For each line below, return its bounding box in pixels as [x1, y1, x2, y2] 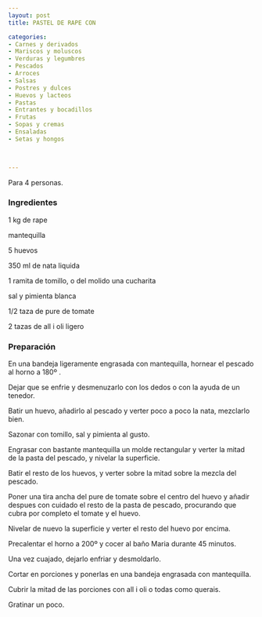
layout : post [8, 11, 51, 20]
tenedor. [8, 391, 35, 400]
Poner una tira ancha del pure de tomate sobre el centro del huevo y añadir [8, 492, 250, 502]
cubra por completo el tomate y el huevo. [8, 509, 141, 518]
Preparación [8, 341, 56, 352]
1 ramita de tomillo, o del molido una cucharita [8, 276, 156, 285]
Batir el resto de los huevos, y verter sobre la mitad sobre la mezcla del [8, 469, 237, 478]
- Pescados [8, 62, 44, 71]
